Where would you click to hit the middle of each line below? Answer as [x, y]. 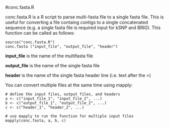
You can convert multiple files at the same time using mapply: [69, 85]
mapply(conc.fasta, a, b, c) [36, 120]
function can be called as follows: [40, 33]
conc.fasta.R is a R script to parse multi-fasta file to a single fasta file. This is [84, 17]
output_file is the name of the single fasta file [52, 66]
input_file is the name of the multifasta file [49, 56]
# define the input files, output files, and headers [63, 94]
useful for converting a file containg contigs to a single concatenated [77, 22]
